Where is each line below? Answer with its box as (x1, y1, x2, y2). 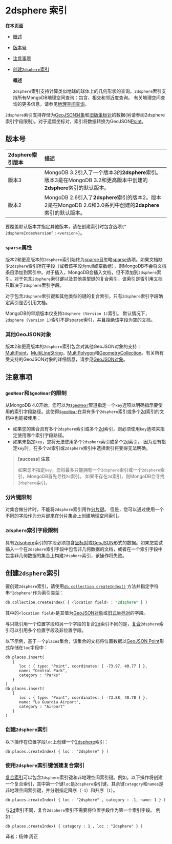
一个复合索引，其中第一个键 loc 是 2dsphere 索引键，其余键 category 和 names (5, 780, 159, 787)
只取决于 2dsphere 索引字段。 (5, 282, 64, 288)
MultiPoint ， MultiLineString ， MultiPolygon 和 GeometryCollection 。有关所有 (5, 350, 164, 356)
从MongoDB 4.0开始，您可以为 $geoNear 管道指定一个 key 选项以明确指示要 (5, 402, 159, 408)
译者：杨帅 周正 (5, 833, 38, 839)
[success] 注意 (17, 456, 50, 462)
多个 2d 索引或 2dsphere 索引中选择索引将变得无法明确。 (37, 445, 150, 452)
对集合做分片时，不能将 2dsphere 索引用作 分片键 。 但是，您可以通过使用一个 (5, 506, 164, 513)
